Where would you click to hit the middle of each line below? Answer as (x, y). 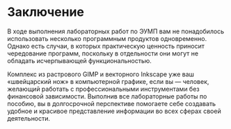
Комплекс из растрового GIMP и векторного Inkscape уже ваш (101, 74)
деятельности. (29, 118)
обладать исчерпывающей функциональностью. (79, 60)
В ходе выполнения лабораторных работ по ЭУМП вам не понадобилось (116, 31)
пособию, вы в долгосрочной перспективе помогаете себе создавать (112, 103)
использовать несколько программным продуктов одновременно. (107, 38)
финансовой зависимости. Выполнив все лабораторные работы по (107, 96)
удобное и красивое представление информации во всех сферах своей (114, 111)
